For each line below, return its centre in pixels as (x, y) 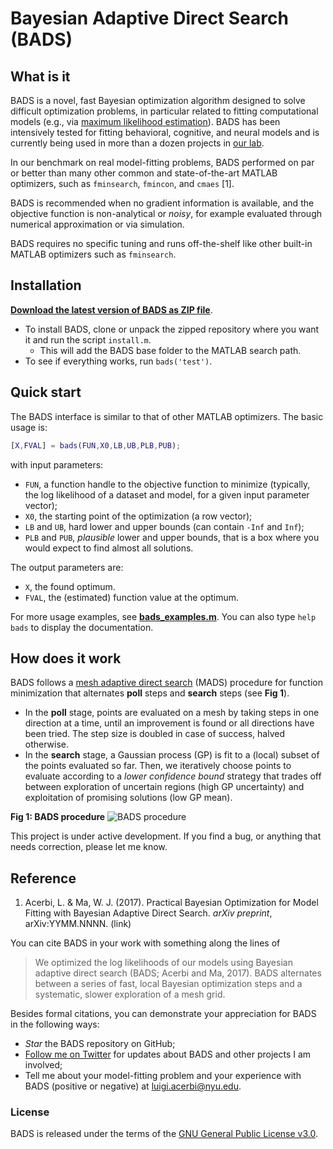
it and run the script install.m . (88, 339)
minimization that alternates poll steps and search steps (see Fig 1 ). (150, 693)
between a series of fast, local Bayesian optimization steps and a (168, 984)
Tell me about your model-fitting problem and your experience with (163, 1076)
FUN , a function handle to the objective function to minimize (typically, (167, 484)
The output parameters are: (67, 567)
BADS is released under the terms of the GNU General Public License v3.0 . (164, 1134)
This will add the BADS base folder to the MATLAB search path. (170, 350)
